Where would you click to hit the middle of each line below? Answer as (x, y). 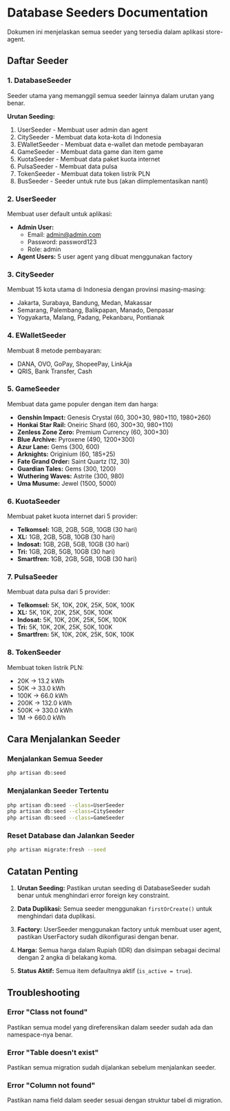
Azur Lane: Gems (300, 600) (58, 446)
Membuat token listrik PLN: (45, 667)
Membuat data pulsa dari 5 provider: (59, 592)
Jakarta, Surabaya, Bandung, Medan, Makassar (84, 303)
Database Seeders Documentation (108, 13)
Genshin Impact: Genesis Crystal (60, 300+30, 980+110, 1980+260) (114, 417)
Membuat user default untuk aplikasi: (60, 214)
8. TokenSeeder (34, 652)
